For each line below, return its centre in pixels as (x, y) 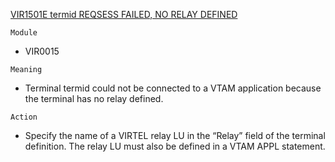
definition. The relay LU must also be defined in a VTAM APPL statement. (175, 146)
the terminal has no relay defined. (94, 98)
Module (24, 33)
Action (24, 117)
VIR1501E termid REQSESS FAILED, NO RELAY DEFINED (124, 14)
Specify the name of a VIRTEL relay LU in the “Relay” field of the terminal (175, 135)
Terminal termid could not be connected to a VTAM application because (173, 88)
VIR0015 (42, 51)
